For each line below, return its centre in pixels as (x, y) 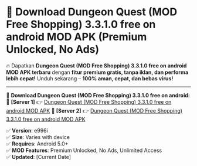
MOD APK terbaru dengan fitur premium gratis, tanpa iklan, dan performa (97, 72)
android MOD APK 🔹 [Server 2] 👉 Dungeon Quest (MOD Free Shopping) (94, 110)
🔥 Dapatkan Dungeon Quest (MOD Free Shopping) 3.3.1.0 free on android (96, 65)
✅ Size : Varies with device (38, 137)
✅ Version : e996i (27, 130)
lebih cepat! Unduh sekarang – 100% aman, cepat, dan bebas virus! (90, 78)
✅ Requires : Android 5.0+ (37, 144)
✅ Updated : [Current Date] (39, 157)
